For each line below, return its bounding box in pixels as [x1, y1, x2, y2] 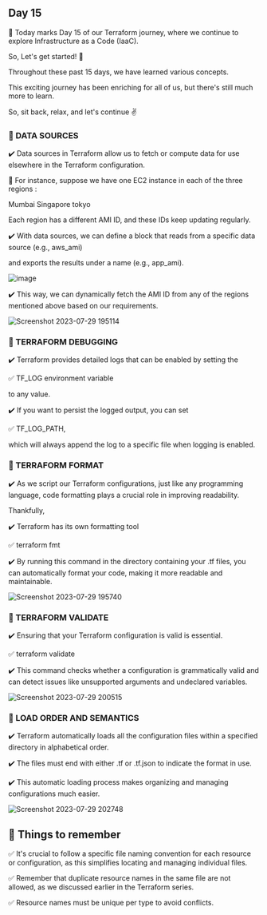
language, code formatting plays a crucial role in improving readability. [8, 490, 240, 499]
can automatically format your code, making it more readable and [8, 567, 223, 578]
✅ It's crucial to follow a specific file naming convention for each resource [8, 849, 251, 858]
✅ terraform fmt [8, 539, 61, 550]
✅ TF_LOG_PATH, [8, 424, 66, 434]
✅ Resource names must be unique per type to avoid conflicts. [8, 898, 214, 908]
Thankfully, [8, 505, 45, 515]
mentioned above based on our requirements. [8, 301, 159, 311]
